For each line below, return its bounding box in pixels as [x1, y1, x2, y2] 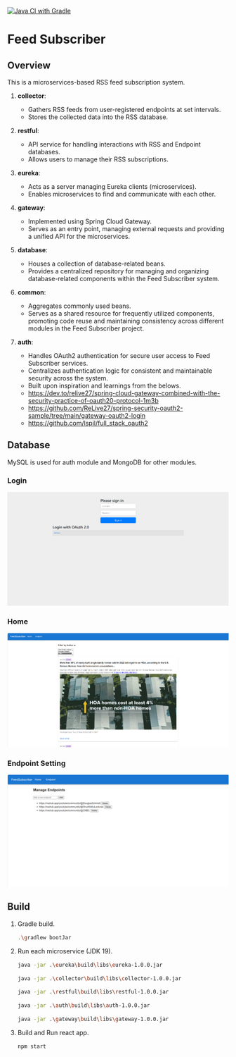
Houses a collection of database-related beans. [27, 259, 166, 268]
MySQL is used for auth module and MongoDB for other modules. [7, 458, 197, 466]
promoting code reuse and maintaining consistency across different [27, 317, 224, 325]
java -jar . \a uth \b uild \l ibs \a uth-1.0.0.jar [17, 1002, 150, 1009]
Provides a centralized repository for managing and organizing [27, 267, 209, 275]
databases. [27, 148, 61, 156]
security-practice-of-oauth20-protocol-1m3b [27, 397, 159, 404]
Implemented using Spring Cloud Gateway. [27, 217, 152, 225]
